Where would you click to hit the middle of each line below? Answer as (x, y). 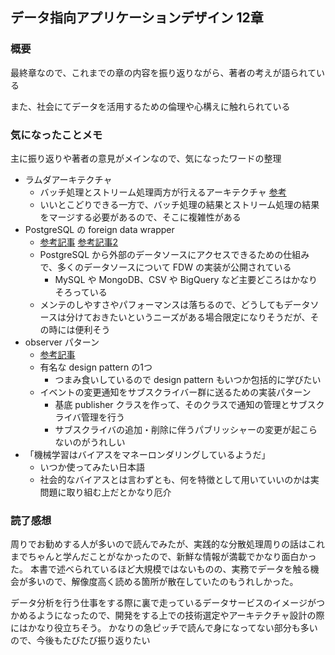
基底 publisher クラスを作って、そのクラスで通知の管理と (172, 404)
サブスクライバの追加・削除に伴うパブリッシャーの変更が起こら (186, 429)
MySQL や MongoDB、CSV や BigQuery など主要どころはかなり (186, 279)
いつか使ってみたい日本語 (92, 467)
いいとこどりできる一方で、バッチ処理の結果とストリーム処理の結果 (179, 204)
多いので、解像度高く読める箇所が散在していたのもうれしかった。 (163, 582)
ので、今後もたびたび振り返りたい (80, 640)
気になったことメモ (56, 135)
